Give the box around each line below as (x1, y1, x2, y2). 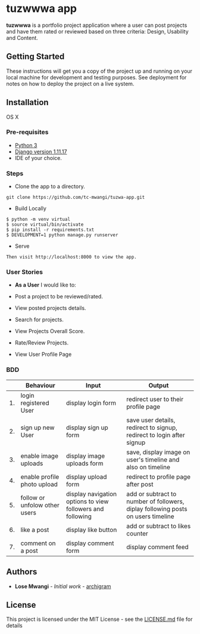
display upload (65, 472, 107, 481)
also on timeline (126, 463, 171, 471)
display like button (65, 525, 117, 534)
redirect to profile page (126, 472, 191, 481)
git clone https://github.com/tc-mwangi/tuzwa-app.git (6, 195, 145, 201)
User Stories (6, 268, 43, 276)
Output (148, 381, 169, 389)
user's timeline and (126, 456, 180, 464)
